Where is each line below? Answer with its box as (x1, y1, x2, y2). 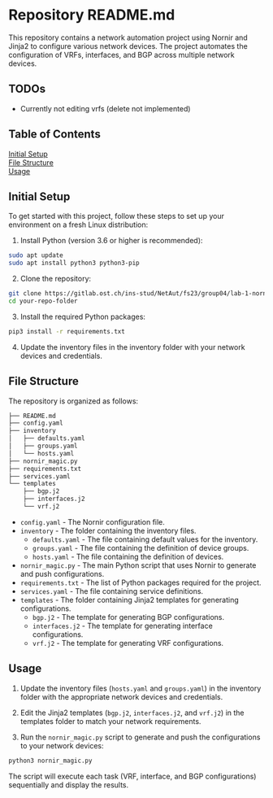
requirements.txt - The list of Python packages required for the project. (19, 578, 262, 587)
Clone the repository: (19, 274, 92, 284)
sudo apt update (8, 251, 63, 259)
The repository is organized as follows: (8, 396, 139, 406)
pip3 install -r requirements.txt (8, 327, 126, 335)
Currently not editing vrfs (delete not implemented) (19, 103, 191, 113)
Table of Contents (8, 128, 102, 142)
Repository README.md (8, 6, 175, 24)
